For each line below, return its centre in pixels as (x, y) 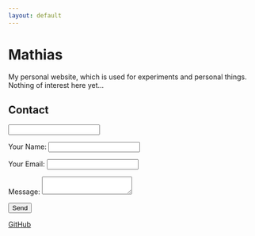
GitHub (20, 225)
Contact (29, 110)
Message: (25, 192)
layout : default (35, 15)
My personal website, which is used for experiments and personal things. (127, 77)
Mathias (36, 54)
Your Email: (27, 164)
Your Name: (28, 147)
